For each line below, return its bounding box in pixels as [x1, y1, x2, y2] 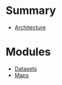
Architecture [14, 24, 46, 31]
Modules [5, 45, 51, 59]
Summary [5, 4, 56, 18]
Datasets [14, 65, 37, 72]
